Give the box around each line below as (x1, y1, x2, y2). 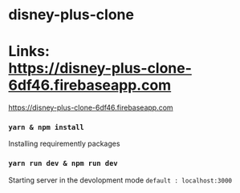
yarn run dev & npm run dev (8, 159, 118, 168)
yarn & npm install (8, 123, 84, 132)
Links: (8, 42, 51, 61)
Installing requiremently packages (8, 139, 120, 149)
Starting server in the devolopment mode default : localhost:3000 (8, 175, 233, 185)
